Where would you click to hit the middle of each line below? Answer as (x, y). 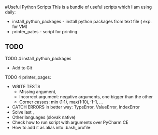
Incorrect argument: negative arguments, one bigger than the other (86, 96)
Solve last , (23, 112)
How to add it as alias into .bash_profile (51, 127)
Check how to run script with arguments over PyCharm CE (70, 122)
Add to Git (22, 67)
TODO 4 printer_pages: (28, 77)
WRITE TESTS (26, 86)
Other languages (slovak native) (44, 117)
